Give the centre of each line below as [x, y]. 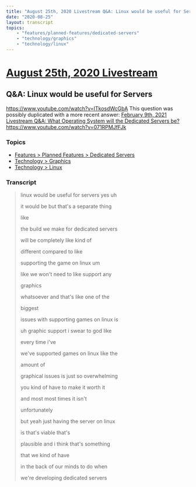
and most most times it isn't [54, 399]
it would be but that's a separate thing [66, 206]
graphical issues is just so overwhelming [69, 376]
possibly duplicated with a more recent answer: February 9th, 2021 [87, 114]
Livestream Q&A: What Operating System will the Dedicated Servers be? [93, 121]
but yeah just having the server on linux [68, 422]
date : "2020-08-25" [30, 17]
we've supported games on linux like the [69, 353]
